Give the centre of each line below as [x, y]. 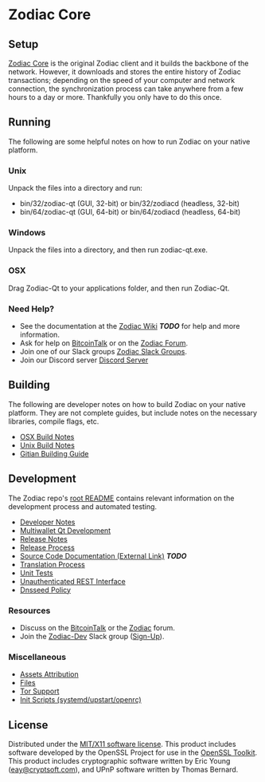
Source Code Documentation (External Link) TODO [103, 555]
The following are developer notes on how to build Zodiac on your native [127, 404]
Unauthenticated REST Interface [72, 581]
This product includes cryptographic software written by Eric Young [119, 761]
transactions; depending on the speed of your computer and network [122, 80]
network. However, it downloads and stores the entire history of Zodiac [125, 72]
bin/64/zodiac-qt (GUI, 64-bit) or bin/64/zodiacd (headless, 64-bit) [130, 212]
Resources [29, 610]
